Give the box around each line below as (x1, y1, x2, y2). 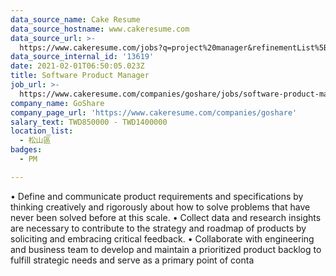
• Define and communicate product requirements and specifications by (10, 190, 304, 202)
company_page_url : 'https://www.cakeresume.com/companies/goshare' (10, 107, 298, 118)
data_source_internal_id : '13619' (10, 52, 155, 62)
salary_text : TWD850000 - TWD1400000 (10, 117, 168, 127)
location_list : (10, 126, 74, 136)
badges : (10, 145, 43, 155)
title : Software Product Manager (10, 71, 150, 81)
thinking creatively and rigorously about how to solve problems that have (10, 201, 311, 213)
